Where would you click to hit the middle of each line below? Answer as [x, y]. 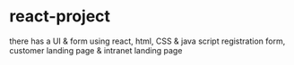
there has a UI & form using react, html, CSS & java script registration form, [147, 41]
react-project [60, 16]
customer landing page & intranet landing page [96, 50]
